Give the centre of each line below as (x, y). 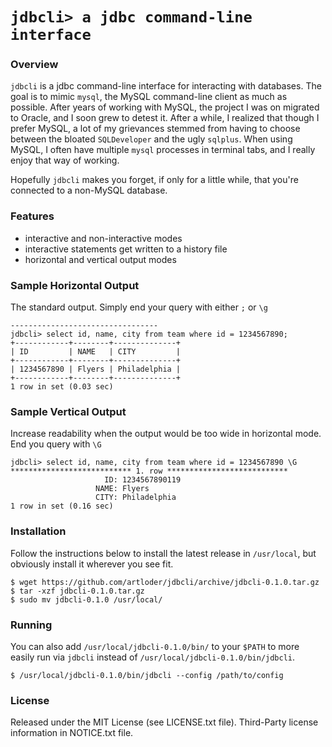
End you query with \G (56, 444)
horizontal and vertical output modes (100, 259)
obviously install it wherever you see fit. (92, 564)
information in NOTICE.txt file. (72, 733)
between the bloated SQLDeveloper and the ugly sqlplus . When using (151, 139)
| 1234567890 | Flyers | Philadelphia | (96, 369)
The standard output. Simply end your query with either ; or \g (139, 307)
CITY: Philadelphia (136, 498)
